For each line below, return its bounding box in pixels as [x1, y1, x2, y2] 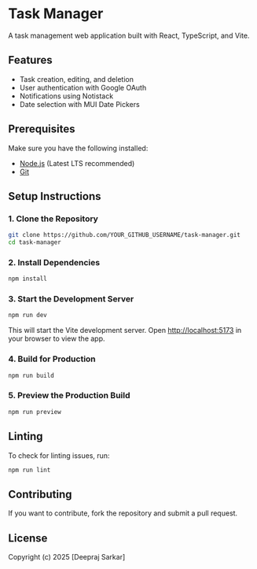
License [8, 531, 48, 545]
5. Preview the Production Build [8, 390, 131, 401]
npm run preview [8, 408, 61, 416]
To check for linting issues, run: [8, 450, 110, 460]
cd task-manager [8, 238, 61, 246]
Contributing [8, 487, 72, 501]
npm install [8, 275, 47, 283]
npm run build [8, 371, 55, 379]
